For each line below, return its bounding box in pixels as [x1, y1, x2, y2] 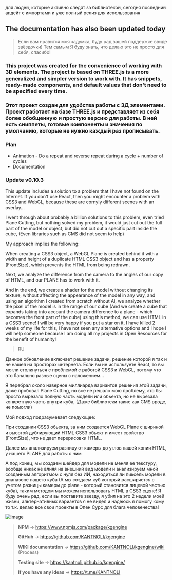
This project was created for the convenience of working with [5, 62, 162, 69]
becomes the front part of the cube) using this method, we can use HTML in [5, 314, 166, 321]
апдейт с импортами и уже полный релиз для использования [5, 10, 140, 16]
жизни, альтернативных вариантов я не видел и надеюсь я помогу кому [5, 498, 164, 505]
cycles [12, 158, 27, 164]
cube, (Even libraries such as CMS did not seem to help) [5, 231, 124, 237]
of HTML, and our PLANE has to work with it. [5, 277, 100, 283]
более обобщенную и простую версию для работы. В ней [5, 114, 158, 121]
